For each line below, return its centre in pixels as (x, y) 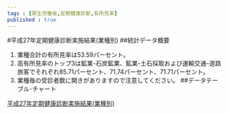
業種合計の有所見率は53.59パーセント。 (73, 55)
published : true (32, 20)
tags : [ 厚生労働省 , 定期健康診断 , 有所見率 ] (62, 13)
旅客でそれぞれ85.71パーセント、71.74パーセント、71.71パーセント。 (113, 72)
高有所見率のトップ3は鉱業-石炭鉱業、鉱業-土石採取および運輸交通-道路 (119, 63)
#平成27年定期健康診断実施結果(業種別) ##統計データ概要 (88, 40)
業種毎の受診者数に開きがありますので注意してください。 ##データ (112, 80)
